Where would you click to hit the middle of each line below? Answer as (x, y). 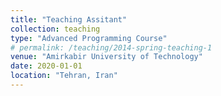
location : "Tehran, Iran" (64, 76)
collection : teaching (55, 29)
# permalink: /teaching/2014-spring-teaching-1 (111, 47)
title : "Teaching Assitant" (69, 19)
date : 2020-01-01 (46, 66)
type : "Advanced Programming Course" (89, 38)
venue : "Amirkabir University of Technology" (106, 57)
